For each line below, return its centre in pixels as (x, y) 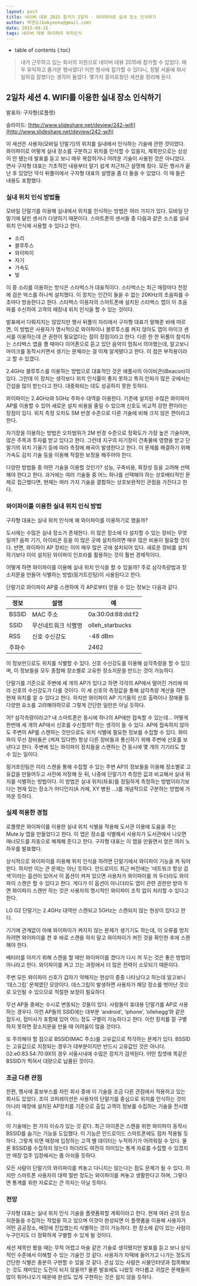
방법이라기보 (175, 781)
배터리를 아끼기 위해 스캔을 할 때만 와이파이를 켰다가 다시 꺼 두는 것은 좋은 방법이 (98, 957)
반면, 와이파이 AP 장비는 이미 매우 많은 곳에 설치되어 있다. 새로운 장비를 (95, 547)
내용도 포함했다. (24, 180)
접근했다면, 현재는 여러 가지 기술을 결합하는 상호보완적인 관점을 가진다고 (99, 482)
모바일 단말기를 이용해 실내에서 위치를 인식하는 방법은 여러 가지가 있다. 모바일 (94, 211)
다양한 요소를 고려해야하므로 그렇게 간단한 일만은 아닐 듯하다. (76, 705)
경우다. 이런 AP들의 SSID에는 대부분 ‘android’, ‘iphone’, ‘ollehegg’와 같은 (101, 1012)
